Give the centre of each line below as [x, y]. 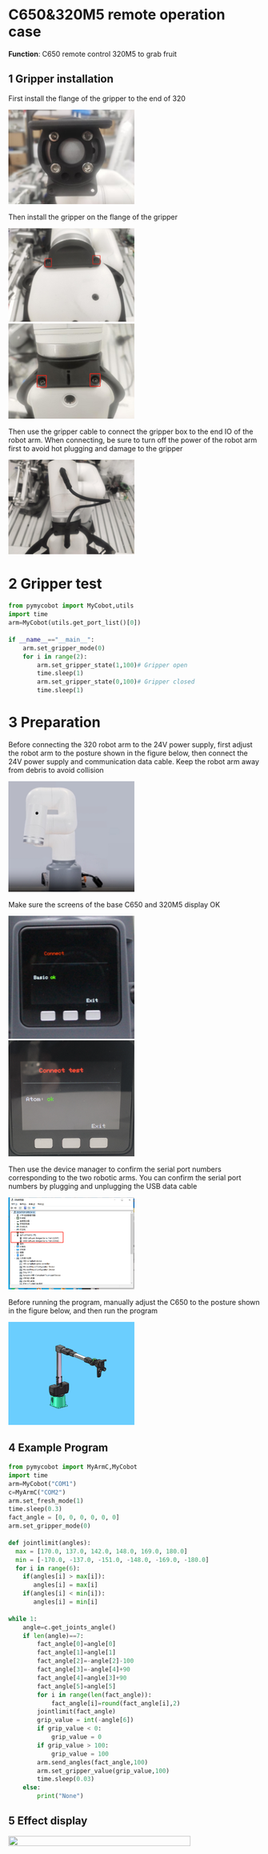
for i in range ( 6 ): [48, 1568]
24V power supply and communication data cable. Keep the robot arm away [134, 762]
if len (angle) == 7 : [53, 1636]
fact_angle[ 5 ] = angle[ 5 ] [76, 1686]
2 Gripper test [55, 584]
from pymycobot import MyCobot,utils [71, 606]
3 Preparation [55, 723]
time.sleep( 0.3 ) [35, 1509]
